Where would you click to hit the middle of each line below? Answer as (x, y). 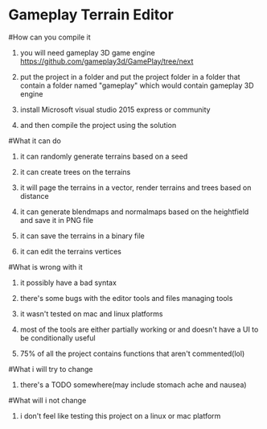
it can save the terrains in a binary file (82, 236)
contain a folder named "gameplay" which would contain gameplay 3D (137, 85)
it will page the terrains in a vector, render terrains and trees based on (136, 188)
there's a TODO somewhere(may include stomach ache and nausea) (133, 385)
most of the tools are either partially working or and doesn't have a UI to (139, 329)
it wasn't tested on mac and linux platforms (91, 313)
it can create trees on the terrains (75, 171)
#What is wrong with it (45, 266)
